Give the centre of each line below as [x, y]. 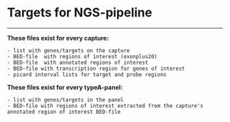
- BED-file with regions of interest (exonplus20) [82, 56]
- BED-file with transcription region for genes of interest [96, 69]
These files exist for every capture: [58, 38]
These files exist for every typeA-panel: [65, 87]
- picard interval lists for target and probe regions [87, 74]
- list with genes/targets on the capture [68, 50]
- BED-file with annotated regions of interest [78, 62]
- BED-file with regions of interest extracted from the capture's [105, 106]
